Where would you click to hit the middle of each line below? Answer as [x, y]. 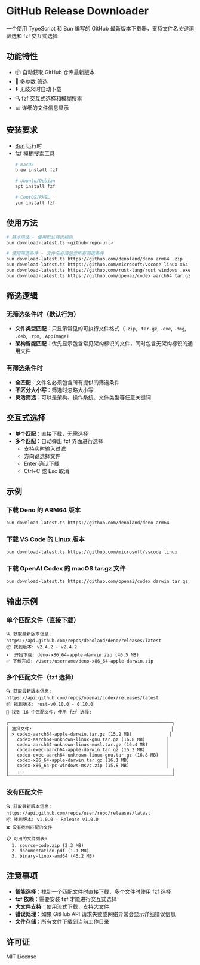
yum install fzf [35, 203]
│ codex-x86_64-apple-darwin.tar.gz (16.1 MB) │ [88, 761]
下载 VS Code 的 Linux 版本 [45, 539]
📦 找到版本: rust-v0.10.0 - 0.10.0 [50, 705]
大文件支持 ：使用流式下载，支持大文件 [62, 906]
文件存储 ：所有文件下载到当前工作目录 [62, 921]
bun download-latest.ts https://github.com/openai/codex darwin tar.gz [97, 581]
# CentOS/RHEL [32, 198]
